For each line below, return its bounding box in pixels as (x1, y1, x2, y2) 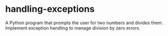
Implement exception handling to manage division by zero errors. (5, 25, 140, 31)
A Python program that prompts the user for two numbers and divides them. (5, 20, 163, 26)
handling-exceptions (5, 3, 95, 15)
